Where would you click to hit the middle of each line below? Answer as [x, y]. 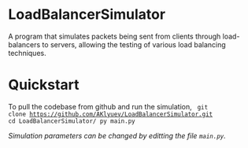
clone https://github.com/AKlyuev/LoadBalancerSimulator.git [111, 114]
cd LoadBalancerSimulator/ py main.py [72, 121]
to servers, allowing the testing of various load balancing [134, 44]
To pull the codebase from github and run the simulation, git [108, 106]
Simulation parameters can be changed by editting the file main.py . [117, 135]
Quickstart [44, 85]
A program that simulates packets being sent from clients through [115, 36]
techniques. [27, 53]
